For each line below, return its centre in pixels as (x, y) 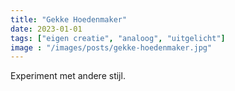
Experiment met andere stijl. (68, 76)
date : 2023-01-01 (46, 29)
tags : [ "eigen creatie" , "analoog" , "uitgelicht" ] (118, 38)
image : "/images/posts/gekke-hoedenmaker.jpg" (111, 47)
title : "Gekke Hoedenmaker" (69, 19)
